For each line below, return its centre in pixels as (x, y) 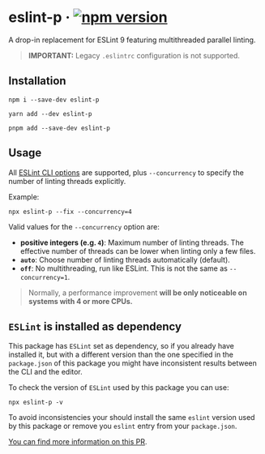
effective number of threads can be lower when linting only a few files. (138, 251)
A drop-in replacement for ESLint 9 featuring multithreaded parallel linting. (132, 40)
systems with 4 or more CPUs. (81, 301)
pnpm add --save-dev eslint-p (60, 128)
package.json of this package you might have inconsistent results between (133, 363)
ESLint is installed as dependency (95, 326)
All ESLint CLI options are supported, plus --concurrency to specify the (126, 172)
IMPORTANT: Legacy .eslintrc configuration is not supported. (134, 55)
